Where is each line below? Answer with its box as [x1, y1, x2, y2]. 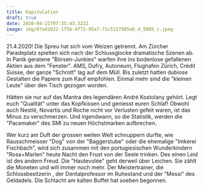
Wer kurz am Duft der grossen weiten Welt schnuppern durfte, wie [6, 131, 173, 139]
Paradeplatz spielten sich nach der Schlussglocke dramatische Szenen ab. [6, 49, 194, 57]
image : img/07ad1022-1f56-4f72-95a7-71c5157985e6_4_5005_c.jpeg [6, 26, 173, 32]
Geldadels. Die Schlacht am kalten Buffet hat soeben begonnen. [6, 177, 167, 184]
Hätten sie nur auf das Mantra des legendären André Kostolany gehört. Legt [6, 93, 197, 101]
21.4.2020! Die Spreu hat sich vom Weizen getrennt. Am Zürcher [6, 43, 169, 50]
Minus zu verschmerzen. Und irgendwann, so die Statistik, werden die [6, 113, 183, 120]
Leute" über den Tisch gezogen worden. [6, 82, 108, 89]
